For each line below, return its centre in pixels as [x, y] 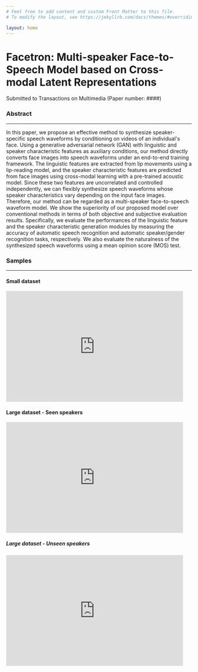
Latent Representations [98, 82]
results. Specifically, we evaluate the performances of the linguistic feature [97, 220]
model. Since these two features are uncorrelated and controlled [85, 182]
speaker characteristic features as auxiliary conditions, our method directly [97, 151]
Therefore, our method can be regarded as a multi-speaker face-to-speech [98, 201]
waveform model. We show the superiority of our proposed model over [92, 207]
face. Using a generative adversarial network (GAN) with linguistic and [91, 145]
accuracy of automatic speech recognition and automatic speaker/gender [95, 233]
